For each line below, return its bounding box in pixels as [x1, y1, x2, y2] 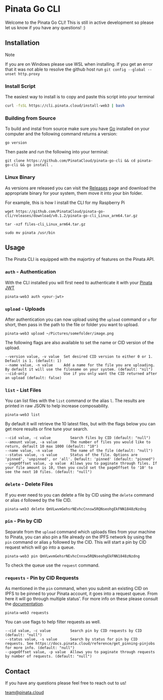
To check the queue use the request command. [5, 562, 100, 568]
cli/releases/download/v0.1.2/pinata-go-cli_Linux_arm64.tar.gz [5, 213, 138, 218]
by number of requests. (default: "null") [5, 654, 92, 659]
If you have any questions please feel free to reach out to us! [5, 680, 127, 686]
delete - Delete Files [5, 481, 53, 488]
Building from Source [5, 114, 56, 121]
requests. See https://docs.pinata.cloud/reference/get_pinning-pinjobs [5, 641, 155, 646]
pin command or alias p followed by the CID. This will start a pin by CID [5, 539, 147, 545]
